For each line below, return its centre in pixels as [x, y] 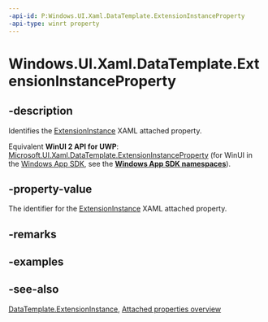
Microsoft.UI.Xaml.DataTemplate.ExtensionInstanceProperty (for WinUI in [131, 154]
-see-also [34, 289]
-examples [36, 262]
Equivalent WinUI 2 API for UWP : [64, 146]
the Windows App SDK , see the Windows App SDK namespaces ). [120, 163]
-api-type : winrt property [54, 24]
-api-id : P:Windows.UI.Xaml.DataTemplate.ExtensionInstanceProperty [127, 16]
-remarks [32, 234]
